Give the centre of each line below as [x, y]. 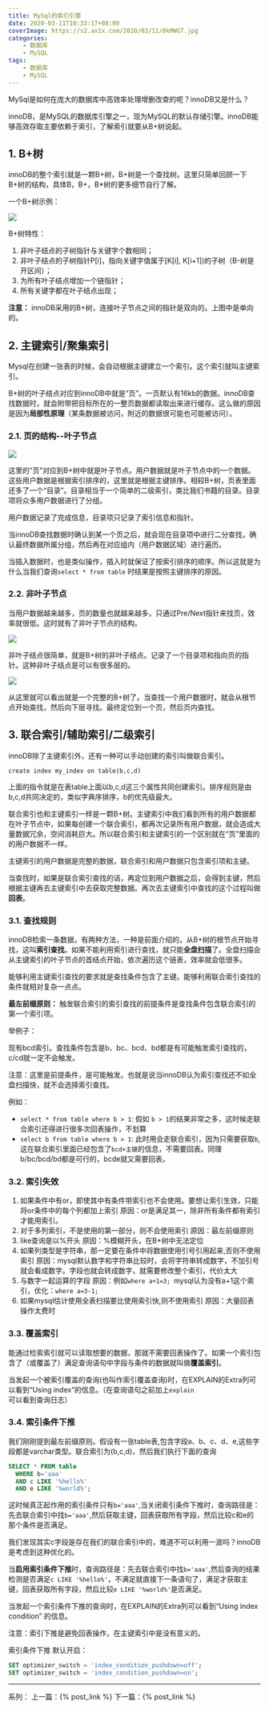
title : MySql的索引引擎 [45, 16]
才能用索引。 [41, 1221]
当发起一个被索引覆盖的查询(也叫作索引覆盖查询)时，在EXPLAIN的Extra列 [129, 1380]
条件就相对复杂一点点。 [47, 986]
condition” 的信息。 [40, 1616]
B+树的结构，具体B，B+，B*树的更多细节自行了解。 [95, 184]
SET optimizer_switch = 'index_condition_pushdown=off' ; [105, 1666]
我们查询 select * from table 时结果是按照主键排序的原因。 [127, 571]
